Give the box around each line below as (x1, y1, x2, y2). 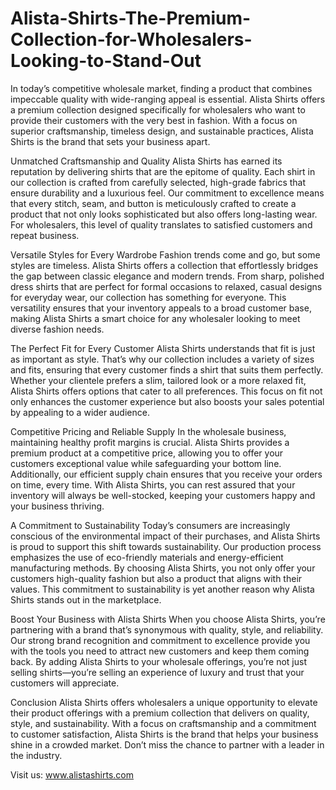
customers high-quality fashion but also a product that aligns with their (10, 572, 303, 584)
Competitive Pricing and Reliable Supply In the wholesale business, (10, 425, 287, 437)
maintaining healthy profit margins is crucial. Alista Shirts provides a (10, 436, 290, 448)
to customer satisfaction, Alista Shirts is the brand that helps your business (10, 728, 319, 740)
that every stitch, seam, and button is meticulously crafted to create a (10, 197, 297, 209)
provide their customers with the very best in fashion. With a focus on (10, 114, 298, 126)
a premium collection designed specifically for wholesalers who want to (10, 103, 306, 116)
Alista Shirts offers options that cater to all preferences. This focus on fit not (10, 385, 323, 397)
